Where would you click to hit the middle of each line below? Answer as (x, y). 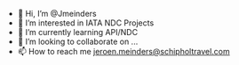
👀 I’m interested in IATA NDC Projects (86, 23)
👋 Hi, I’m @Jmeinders (57, 14)
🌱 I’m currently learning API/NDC (78, 32)
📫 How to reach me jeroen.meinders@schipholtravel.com (124, 51)
